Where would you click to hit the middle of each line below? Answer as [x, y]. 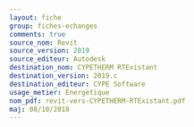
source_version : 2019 [50, 51]
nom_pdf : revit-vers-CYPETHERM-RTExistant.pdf [97, 101]
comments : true [38, 34]
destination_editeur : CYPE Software [77, 84]
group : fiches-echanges [54, 26]
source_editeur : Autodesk [57, 59]
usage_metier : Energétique [59, 92]
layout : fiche [36, 17]
